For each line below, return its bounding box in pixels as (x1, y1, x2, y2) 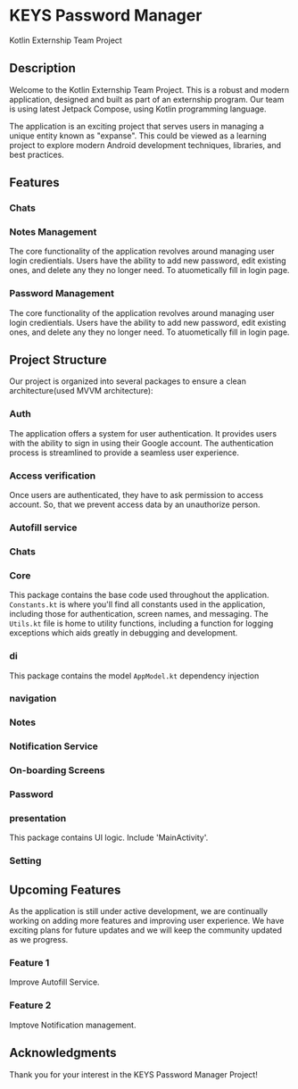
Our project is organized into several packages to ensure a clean (9, 376, 247, 387)
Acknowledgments (9, 1045, 118, 1060)
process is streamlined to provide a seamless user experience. (9, 447, 239, 458)
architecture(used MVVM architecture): (9, 386, 153, 396)
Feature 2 (9, 999, 52, 1011)
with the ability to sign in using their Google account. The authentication (9, 437, 274, 448)
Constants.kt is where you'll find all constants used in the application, (9, 599, 266, 610)
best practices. (9, 149, 64, 160)
